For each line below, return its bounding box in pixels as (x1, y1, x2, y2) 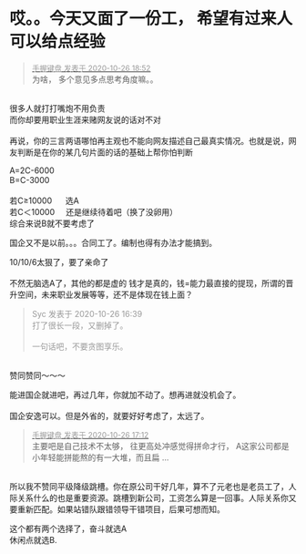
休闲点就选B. (9, 534, 57, 545)
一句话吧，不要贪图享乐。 (31, 341, 128, 352)
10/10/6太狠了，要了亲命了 (9, 256, 109, 267)
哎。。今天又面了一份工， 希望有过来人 (9, 8, 293, 29)
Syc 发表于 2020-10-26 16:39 (31, 308, 143, 319)
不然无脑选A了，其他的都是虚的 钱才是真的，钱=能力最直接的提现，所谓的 (9, 277, 286, 288)
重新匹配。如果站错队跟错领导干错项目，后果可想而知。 (16, 503, 225, 515)
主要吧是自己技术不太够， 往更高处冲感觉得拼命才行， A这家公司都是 (31, 440, 290, 451)
